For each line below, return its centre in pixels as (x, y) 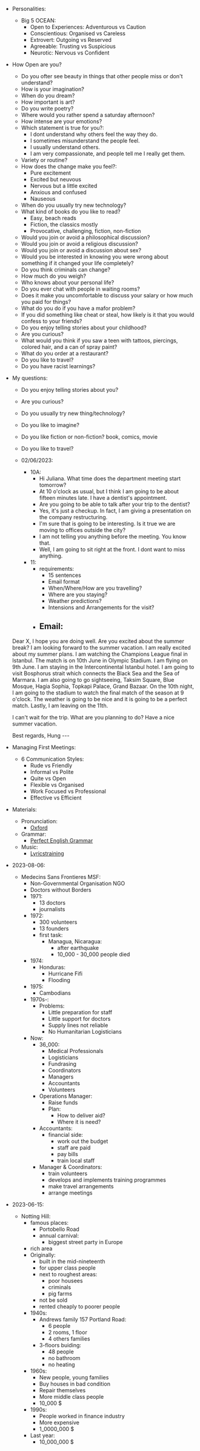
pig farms (60, 1293)
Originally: (43, 1254)
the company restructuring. (73, 517)
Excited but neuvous (56, 179)
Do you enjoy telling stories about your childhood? (84, 328)
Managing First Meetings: (44, 747)
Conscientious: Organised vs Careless (78, 33)
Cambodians (55, 993)
